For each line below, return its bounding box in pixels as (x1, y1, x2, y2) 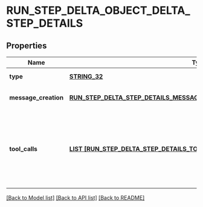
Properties (6, 40, 47, 51)
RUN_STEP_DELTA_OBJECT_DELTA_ (6, 4, 190, 18)
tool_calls (9, 145, 38, 153)
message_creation (9, 94, 64, 101)
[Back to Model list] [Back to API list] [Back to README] (6, 194, 145, 201)
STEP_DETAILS (6, 16, 83, 30)
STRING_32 (69, 72, 103, 80)
